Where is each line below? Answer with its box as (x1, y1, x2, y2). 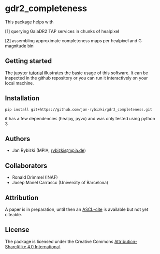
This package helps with (5, 19, 54, 25)
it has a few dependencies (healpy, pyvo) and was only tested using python (5, 115, 156, 121)
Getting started (5, 57, 52, 65)
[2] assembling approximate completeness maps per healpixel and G (5, 37, 142, 44)
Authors (5, 134, 30, 143)
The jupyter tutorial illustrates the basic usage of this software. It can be (5, 70, 148, 76)
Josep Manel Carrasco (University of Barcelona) (12, 180, 109, 186)
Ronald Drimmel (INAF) (12, 175, 58, 180)
